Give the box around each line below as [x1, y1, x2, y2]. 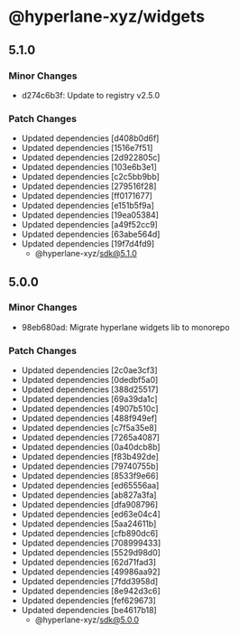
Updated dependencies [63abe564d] [21, 228, 161, 240]
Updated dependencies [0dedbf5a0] [21, 375, 159, 386]
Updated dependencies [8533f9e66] [21, 471, 159, 481]
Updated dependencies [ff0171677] [21, 191, 152, 201]
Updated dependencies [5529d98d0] [21, 547, 161, 558]
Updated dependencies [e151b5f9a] [21, 200, 155, 211]
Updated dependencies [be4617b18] [21, 605, 157, 616]
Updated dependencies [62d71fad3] [21, 557, 157, 568]
